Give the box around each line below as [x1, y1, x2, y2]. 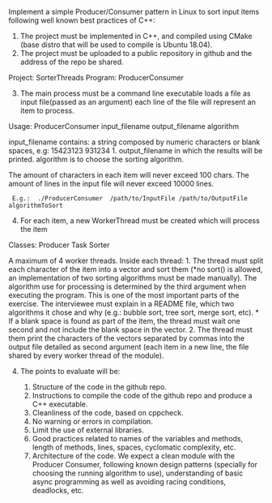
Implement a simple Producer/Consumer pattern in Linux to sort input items [8, 7, 260, 16]
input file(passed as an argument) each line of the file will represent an [19, 97, 257, 106]
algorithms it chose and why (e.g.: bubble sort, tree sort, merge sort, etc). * [8, 307, 259, 317]
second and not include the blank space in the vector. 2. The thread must [8, 325, 253, 334]
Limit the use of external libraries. [32, 425, 144, 435]
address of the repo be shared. [19, 57, 124, 67]
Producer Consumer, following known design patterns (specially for [32, 460, 257, 469]
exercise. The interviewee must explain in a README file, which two [8, 299, 235, 308]
